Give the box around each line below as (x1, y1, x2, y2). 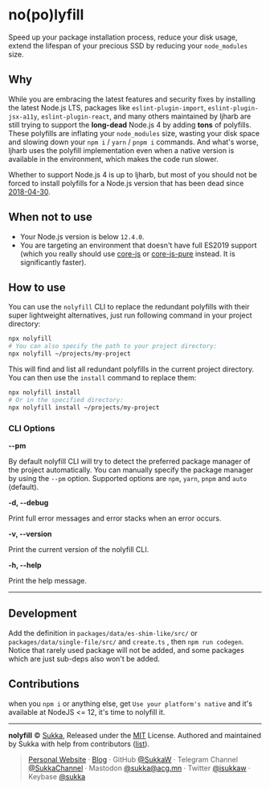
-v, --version (8, 529, 52, 538)
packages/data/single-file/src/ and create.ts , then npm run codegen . (8, 637, 244, 646)
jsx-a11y (8, 113, 38, 121)
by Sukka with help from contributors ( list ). (8, 739, 150, 749)
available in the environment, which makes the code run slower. (8, 154, 219, 164)
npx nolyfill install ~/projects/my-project (8, 403, 160, 412)
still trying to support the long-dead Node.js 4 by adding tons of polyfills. (8, 119, 252, 130)
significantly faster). (19, 257, 87, 267)
